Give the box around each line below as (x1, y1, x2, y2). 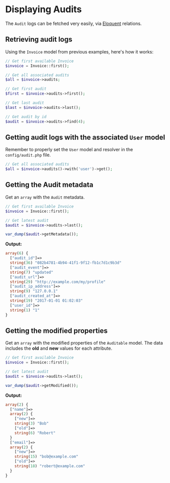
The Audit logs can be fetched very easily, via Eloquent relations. (5, 20, 142, 26)
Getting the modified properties (5, 326, 108, 335)
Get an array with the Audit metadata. (5, 194, 85, 200)
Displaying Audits (5, 4, 82, 15)
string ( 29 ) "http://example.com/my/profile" (10, 279, 106, 285)
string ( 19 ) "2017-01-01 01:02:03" (10, 298, 83, 303)
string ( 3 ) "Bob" (14, 421, 49, 426)
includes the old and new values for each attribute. (5, 345, 112, 352)
